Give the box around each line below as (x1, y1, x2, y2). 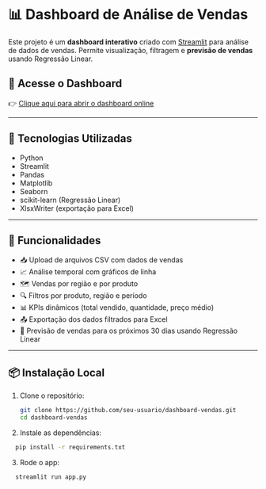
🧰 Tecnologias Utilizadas (8, 132, 132, 146)
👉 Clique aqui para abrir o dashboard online (8, 98, 154, 108)
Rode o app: (19, 457, 60, 467)
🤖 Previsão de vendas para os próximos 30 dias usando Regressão (19, 326, 238, 336)
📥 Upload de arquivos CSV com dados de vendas (19, 255, 184, 265)
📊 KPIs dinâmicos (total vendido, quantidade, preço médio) (19, 303, 215, 312)
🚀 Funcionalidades (8, 234, 101, 247)
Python (19, 153, 44, 162)
